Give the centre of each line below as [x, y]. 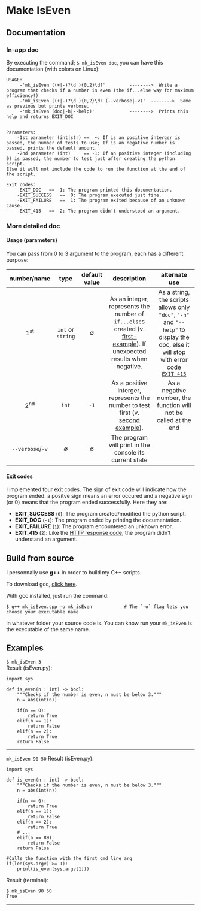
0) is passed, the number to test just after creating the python [91, 158]
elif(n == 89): [36, 837]
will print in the [129, 445]
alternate [174, 275]
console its [129, 453]
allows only [174, 307]
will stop [174, 352]
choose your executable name [42, 612]
